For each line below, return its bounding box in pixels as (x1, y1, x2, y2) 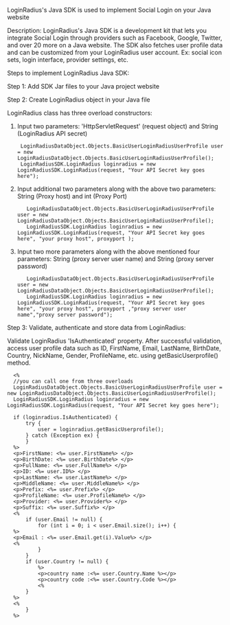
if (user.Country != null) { (25, 558, 109, 565)
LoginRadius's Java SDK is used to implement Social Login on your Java (7, 6, 211, 14)
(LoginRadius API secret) (16, 130, 88, 137)
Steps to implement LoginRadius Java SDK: (7, 69, 129, 77)
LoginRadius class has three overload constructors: (7, 109, 152, 117)
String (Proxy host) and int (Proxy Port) (16, 192, 128, 200)
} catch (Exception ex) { (25, 432, 100, 439)
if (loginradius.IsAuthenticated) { (13, 414, 118, 421)
